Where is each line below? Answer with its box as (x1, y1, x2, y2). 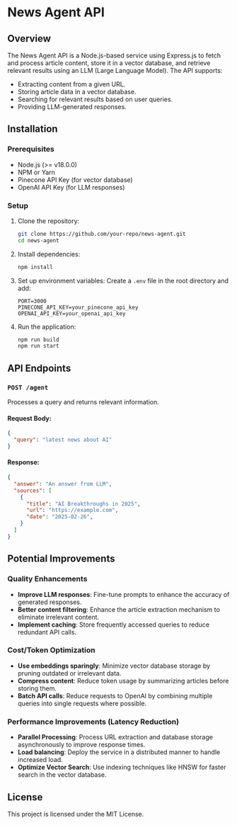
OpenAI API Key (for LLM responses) (17, 183, 125, 191)
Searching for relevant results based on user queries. (17, 95, 173, 103)
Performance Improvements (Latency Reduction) (7, 717, 179, 727)
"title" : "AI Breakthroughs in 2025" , (25, 500, 141, 507)
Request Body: (7, 414, 52, 422)
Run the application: (17, 322, 76, 331)
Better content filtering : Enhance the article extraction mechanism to (17, 605, 221, 613)
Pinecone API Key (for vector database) (17, 175, 133, 184)
